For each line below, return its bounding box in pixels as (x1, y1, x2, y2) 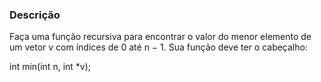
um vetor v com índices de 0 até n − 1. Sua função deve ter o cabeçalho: (9, 41, 308, 53)
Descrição (9, 8, 61, 22)
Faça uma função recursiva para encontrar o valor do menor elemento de (9, 31, 312, 43)
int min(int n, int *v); (9, 61, 92, 73)
